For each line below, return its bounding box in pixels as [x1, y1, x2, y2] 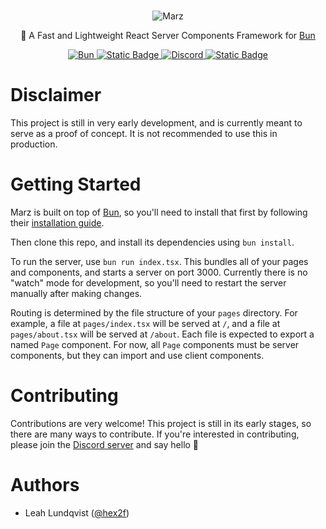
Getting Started [10, 173, 142, 196]
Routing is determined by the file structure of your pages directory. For [10, 306, 298, 319]
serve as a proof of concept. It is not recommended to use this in [10, 127, 278, 139]
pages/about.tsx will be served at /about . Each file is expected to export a [10, 328, 315, 340]
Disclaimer [10, 84, 102, 107]
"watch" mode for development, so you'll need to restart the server [10, 276, 287, 289]
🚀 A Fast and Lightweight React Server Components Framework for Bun [20, 30, 316, 41]
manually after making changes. [10, 287, 143, 299]
